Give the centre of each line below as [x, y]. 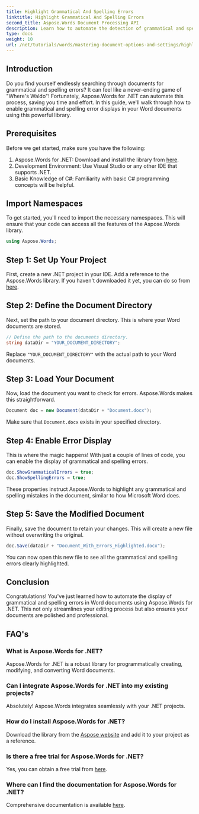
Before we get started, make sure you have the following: [76, 148]
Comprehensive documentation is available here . [66, 805]
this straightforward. [31, 400]
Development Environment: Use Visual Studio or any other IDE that [96, 166]
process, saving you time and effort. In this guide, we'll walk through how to [99, 102]
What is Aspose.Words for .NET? [54, 651]
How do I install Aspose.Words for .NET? [66, 722]
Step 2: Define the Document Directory [79, 306]
